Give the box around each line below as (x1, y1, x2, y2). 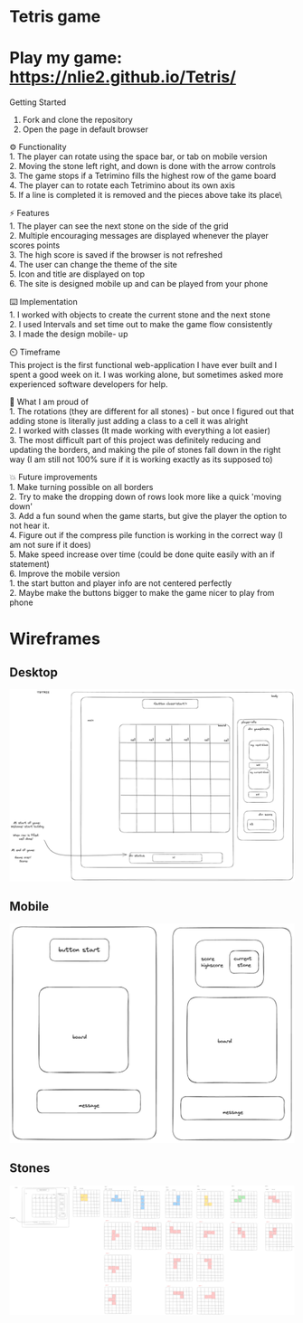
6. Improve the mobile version (9, 568, 120, 580)
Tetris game (9, 6, 101, 27)
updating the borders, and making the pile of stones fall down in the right (9, 445, 281, 456)
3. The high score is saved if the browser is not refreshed (9, 250, 223, 260)
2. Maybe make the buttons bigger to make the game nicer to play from (9, 588, 275, 599)
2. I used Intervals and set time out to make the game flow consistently (9, 319, 273, 330)
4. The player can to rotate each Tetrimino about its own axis (9, 180, 235, 191)
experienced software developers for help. (9, 379, 168, 390)
